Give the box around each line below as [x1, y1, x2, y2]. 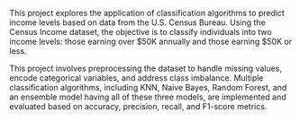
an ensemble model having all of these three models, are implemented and [9, 91, 286, 102]
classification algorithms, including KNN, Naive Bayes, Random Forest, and [9, 82, 287, 92]
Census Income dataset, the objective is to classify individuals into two [9, 27, 272, 37]
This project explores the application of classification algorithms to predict [9, 8, 286, 18]
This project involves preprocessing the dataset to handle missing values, [9, 63, 282, 73]
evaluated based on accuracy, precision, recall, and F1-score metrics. [9, 101, 268, 111]
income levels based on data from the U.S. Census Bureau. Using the [9, 17, 266, 28]
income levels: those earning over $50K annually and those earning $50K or [9, 36, 293, 47]
